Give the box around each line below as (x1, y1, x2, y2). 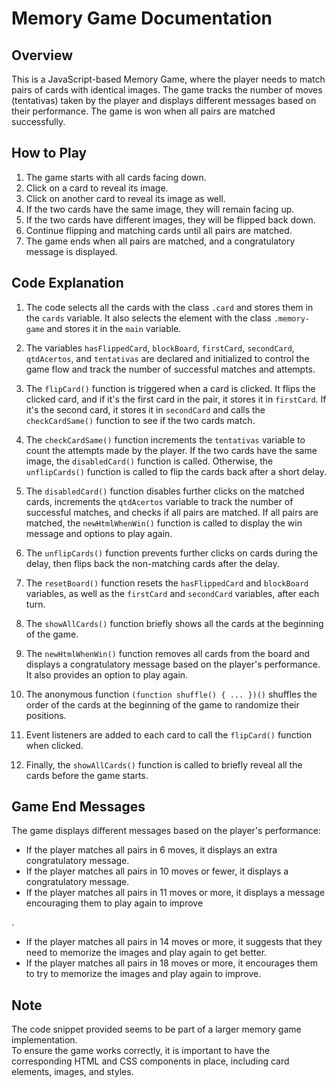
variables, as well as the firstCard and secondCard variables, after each (25, 587, 320, 599)
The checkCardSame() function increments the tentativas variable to (25, 433, 306, 446)
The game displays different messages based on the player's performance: (11, 825, 321, 837)
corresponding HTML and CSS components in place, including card (11, 1055, 290, 1067)
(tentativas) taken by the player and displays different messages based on (11, 95, 317, 106)
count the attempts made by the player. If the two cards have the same (25, 444, 318, 456)
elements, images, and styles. (11, 1066, 134, 1078)
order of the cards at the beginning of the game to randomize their (25, 698, 300, 711)
